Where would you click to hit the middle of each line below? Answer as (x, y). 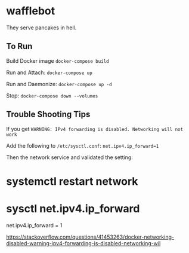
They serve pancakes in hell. (41, 28)
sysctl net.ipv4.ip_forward (73, 208)
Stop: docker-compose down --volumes (52, 95)
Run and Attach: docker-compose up (49, 72)
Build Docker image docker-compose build (58, 60)
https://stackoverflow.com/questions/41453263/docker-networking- (90, 237)
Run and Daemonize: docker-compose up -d (59, 84)
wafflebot (31, 11)
